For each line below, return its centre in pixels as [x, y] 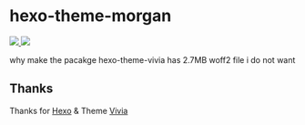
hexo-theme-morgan [91, 16]
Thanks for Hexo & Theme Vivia [69, 110]
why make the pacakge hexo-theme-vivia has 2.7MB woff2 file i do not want [152, 59]
